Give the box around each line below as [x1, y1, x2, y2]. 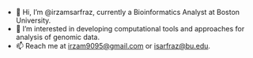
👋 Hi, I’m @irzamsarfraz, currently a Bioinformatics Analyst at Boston [15, 8, 240, 16]
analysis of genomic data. [15, 32, 100, 42]
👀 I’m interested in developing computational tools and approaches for [15, 24, 245, 33]
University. [15, 16, 51, 25]
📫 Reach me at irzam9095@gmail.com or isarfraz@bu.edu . [15, 42, 211, 50]
